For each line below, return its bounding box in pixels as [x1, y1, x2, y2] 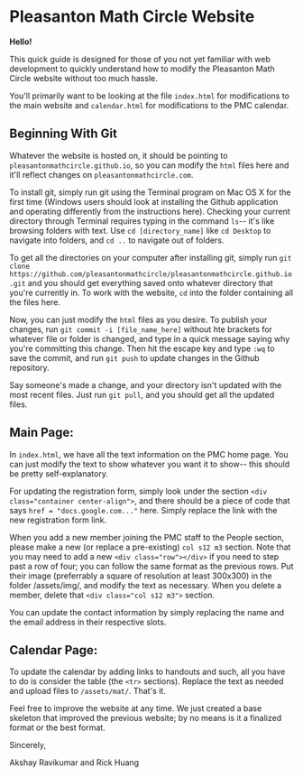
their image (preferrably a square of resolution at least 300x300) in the [9, 570, 272, 581]
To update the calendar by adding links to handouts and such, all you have [9, 666, 286, 678]
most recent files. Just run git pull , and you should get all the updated [9, 389, 275, 400]
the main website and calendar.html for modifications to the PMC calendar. [9, 99, 289, 110]
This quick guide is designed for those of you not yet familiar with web [9, 53, 271, 64]
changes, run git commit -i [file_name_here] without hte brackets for [9, 323, 273, 335]
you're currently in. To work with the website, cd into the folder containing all [9, 287, 294, 298]
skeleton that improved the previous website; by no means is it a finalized [9, 713, 282, 724]
